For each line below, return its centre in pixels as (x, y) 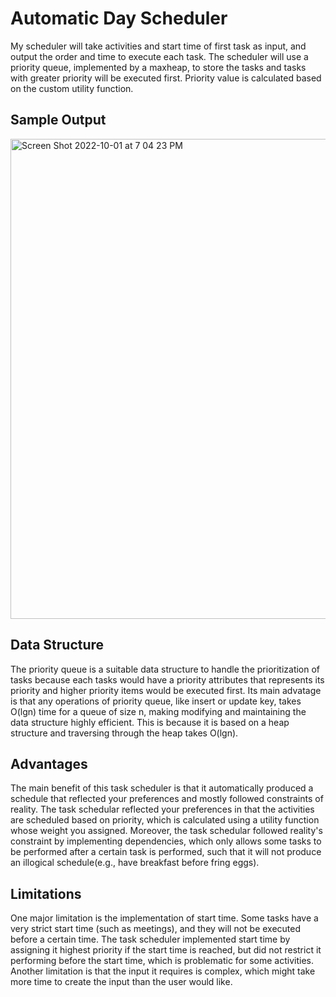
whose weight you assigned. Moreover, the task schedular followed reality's (166, 831)
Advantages (49, 763)
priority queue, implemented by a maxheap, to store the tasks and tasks (158, 67)
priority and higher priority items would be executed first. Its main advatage (166, 690)
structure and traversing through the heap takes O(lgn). (124, 733)
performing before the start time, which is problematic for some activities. (162, 961)
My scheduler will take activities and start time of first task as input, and (158, 46)
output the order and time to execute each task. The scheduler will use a (159, 56)
